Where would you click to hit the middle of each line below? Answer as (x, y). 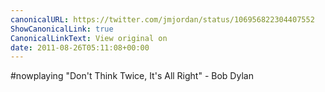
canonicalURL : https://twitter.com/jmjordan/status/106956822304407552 (162, 19)
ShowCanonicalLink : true (62, 29)
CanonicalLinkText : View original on (89, 38)
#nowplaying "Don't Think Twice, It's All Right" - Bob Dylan (132, 76)
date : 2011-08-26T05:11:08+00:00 (80, 47)
